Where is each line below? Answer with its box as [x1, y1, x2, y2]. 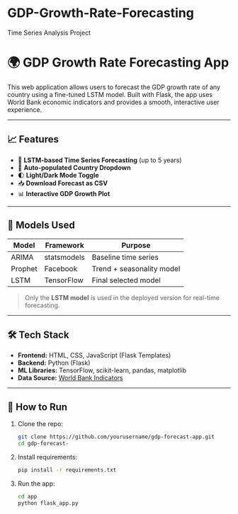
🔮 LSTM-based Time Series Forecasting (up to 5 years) [17, 156, 182, 164]
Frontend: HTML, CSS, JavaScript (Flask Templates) [17, 351, 171, 360]
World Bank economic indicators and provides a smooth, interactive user [7, 98, 220, 106]
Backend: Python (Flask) [17, 359, 91, 367]
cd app [17, 493, 38, 500]
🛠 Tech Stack [7, 329, 69, 341]
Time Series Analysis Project [7, 28, 91, 37]
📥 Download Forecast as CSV [17, 178, 108, 187]
